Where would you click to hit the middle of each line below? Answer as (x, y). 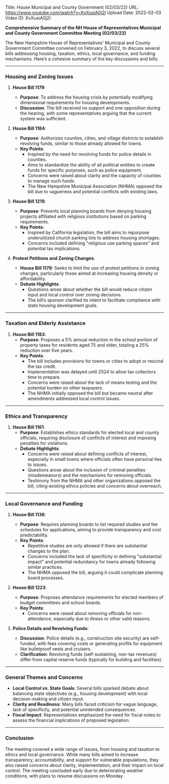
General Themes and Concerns (44, 677)
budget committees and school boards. (61, 603)
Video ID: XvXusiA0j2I (28, 18)
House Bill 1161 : (29, 427)
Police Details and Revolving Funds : (51, 629)
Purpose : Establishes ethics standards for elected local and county (90, 432)
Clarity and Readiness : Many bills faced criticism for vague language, (85, 704)
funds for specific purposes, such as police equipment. (85, 170)
